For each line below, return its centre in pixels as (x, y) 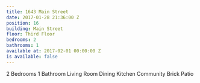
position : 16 (23, 23)
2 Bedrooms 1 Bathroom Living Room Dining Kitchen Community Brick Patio (100, 73)
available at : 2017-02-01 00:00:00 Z (54, 51)
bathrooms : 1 (23, 46)
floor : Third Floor (31, 34)
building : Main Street (35, 29)
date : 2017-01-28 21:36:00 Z (43, 17)
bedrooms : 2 (21, 40)
